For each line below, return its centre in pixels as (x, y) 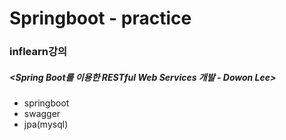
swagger (42, 114)
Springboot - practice (100, 18)
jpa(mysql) (46, 124)
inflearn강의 (38, 52)
